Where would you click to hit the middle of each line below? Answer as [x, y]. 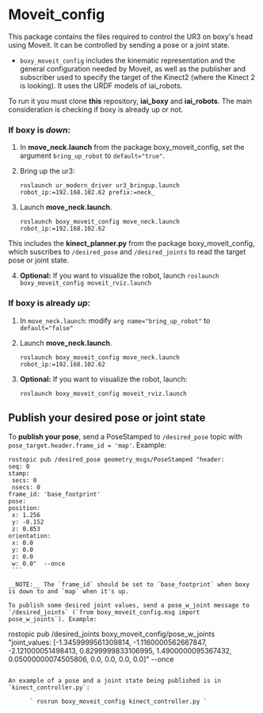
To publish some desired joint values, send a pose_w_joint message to [129, 606]
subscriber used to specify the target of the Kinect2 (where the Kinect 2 [137, 77]
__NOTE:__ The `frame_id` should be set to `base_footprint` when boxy [129, 585]
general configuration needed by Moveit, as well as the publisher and [133, 68]
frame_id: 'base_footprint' [55, 494]
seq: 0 [19, 467]
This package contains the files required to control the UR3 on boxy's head [131, 36]
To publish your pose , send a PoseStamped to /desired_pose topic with [126, 437]
